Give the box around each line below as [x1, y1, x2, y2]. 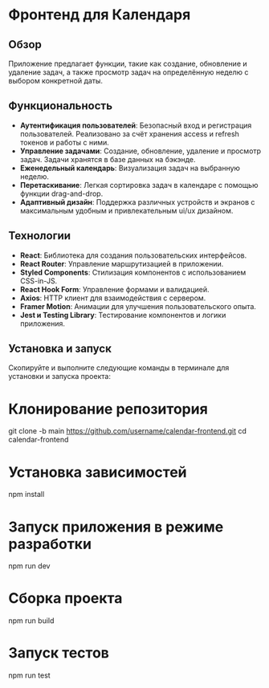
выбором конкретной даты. [8, 76, 103, 85]
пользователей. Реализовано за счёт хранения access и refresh [19, 128, 239, 138]
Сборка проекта [8, 589, 123, 608]
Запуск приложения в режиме [8, 518, 224, 535]
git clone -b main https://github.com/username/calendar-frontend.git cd [8, 426, 247, 436]
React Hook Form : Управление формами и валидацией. [19, 284, 210, 294]
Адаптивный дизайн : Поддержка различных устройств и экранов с [19, 197, 255, 206]
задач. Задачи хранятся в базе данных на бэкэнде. [19, 154, 196, 164]
